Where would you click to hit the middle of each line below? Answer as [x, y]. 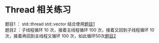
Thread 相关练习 [38, 10]
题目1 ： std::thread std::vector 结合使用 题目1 [50, 24]
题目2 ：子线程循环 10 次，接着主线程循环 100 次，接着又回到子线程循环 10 [80, 30]
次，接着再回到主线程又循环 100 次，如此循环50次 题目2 [61, 36]
